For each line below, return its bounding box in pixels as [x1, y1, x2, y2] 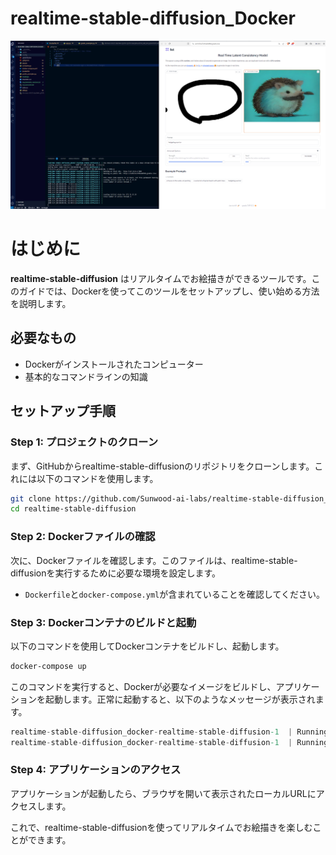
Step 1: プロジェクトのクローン [10, 435, 159, 449]
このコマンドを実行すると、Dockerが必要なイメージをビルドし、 [10, 680, 277, 692]
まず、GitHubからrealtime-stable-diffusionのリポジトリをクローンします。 [10, 460, 315, 472]
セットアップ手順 [10, 403, 116, 420]
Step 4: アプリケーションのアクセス [10, 763, 182, 777]
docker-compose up [10, 661, 87, 671]
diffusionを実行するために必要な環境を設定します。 [10, 567, 222, 579]
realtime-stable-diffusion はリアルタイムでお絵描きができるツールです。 [10, 273, 312, 285]
